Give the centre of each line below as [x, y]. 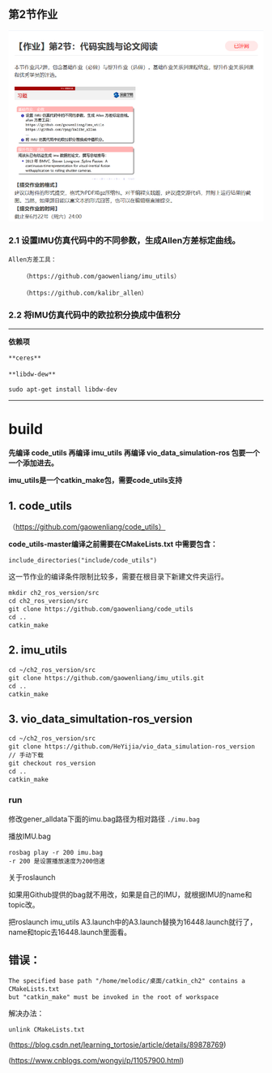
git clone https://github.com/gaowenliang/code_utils [101, 609]
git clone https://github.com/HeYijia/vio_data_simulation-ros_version [132, 747]
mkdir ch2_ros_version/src [54, 593]
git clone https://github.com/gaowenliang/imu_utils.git [106, 678]
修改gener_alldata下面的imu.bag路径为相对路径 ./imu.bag [104, 819]
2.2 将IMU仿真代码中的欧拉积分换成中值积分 [94, 315]
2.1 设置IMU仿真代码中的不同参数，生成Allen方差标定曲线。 [124, 240]
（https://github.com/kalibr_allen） [85, 293]
